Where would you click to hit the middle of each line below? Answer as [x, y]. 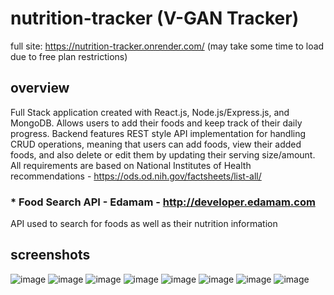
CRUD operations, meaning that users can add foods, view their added [156, 144]
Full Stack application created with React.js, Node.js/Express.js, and [150, 112]
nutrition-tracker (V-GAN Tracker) [155, 18]
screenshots [50, 255]
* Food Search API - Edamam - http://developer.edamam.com [163, 202]
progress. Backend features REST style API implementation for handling [158, 133]
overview [40, 88]
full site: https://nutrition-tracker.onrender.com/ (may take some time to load [167, 46]
